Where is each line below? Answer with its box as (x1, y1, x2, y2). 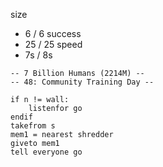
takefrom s (10, 121, 56, 131)
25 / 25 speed (24, 39, 83, 50)
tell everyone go (10, 147, 83, 157)
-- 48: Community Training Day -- (10, 77, 155, 87)
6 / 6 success (24, 28, 82, 39)
